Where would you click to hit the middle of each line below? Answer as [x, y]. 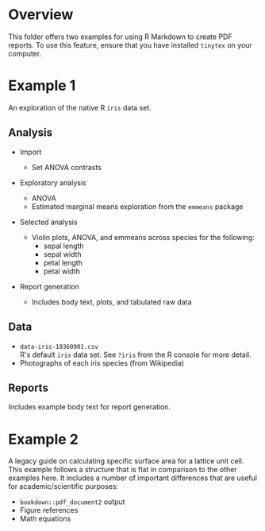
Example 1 [42, 86]
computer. [25, 53]
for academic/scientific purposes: [63, 486]
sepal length [64, 246]
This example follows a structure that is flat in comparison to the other [123, 470]
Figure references [49, 510]
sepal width [62, 254]
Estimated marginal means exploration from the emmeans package [137, 206]
